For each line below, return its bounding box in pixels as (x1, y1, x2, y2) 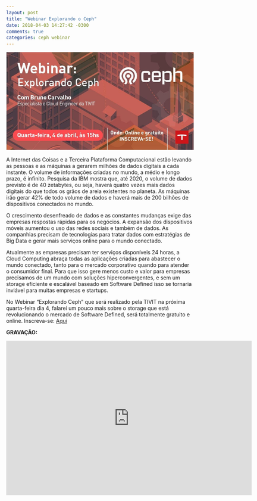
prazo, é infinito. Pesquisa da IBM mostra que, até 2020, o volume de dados (6, 175, 192, 182)
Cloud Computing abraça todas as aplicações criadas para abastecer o (6, 255, 180, 262)
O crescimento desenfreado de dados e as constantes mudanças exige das (6, 212, 192, 219)
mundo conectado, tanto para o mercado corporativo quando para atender (6, 262, 190, 269)
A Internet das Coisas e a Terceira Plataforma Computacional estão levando (6, 156, 192, 163)
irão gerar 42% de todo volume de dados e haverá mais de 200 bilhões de (6, 194, 189, 201)
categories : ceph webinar (6, 35, 70, 41)
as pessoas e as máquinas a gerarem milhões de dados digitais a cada (6, 163, 180, 170)
